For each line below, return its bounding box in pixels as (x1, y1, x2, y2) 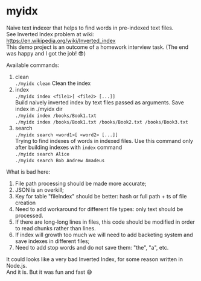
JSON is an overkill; (14, 186, 65, 194)
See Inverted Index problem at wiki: (6, 30, 95, 37)
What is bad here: (6, 168, 50, 175)
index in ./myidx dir (14, 105, 63, 112)
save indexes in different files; (14, 237, 90, 245)
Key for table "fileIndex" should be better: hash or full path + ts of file (14, 192, 187, 200)
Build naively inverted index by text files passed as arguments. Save (14, 98, 184, 106)
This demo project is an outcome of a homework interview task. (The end (6, 43, 189, 51)
